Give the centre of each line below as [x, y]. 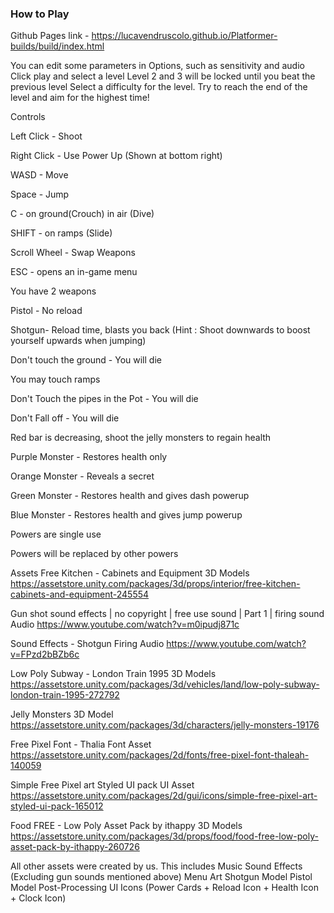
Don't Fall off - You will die [65, 418]
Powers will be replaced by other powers [94, 554]
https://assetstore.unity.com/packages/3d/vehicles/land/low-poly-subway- [165, 684]
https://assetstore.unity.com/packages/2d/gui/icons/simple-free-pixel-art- [164, 796]
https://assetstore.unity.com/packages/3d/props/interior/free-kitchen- [155, 584]
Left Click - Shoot [46, 136]
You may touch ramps [55, 379]
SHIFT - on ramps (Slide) [61, 233]
